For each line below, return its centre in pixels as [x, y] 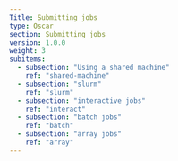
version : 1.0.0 [38, 42]
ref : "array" [50, 142]
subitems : [28, 59]
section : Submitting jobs [57, 34]
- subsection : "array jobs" [70, 134]
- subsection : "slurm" [59, 84]
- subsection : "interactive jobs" [81, 101]
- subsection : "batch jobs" [70, 117]
